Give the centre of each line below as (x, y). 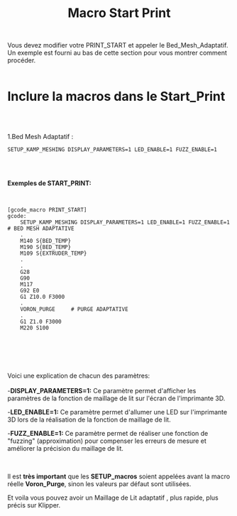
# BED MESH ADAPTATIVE (41, 229)
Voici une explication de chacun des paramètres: (79, 375)
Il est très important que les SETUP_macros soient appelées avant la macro (119, 476)
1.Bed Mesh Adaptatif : (40, 136)
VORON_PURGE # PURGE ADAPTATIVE (75, 309)
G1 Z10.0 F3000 (43, 297)
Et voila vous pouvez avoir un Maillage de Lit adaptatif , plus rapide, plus (113, 498)
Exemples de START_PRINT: (49, 183)
